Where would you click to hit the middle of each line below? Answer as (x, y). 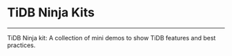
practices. (21, 45)
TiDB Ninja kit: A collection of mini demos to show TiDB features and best (112, 38)
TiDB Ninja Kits (51, 13)
